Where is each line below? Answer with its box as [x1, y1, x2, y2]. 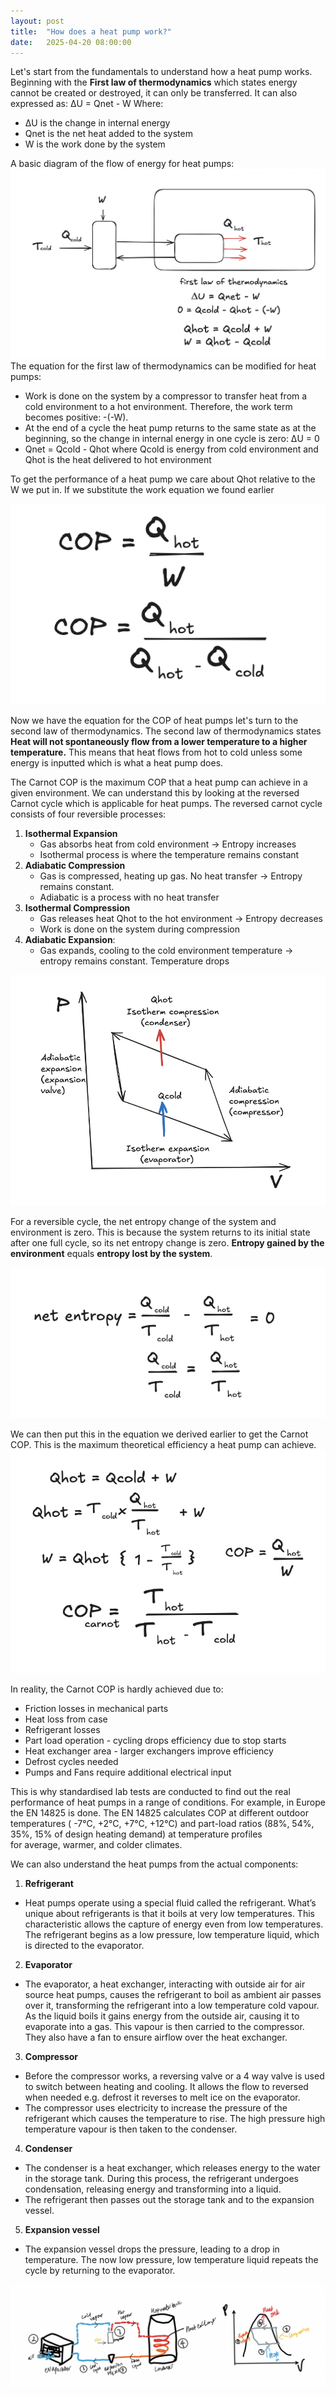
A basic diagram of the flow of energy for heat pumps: [10, 158, 235, 170]
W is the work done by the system [24, 138, 166, 150]
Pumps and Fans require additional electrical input [24, 1766, 232, 1778]
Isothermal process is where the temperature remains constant [39, 848, 300, 860]
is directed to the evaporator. [24, 1939, 145, 1951]
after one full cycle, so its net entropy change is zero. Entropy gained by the [10, 1237, 325, 1249]
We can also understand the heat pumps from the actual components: [10, 1858, 299, 1870]
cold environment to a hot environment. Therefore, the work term [24, 401, 293, 413]
